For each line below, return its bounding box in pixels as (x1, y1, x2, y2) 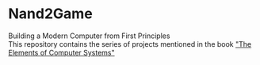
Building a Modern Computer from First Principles (8, 31, 170, 40)
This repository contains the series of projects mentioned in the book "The (8, 39, 252, 48)
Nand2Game (8, 5, 93, 23)
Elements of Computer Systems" (8, 48, 115, 57)
